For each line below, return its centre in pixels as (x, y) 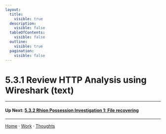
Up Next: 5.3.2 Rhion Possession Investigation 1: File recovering (72, 110)
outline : (19, 42)
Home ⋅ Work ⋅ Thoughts (30, 126)
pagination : (22, 51)
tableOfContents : (27, 33)
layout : (13, 10)
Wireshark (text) (40, 90)
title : (16, 14)
